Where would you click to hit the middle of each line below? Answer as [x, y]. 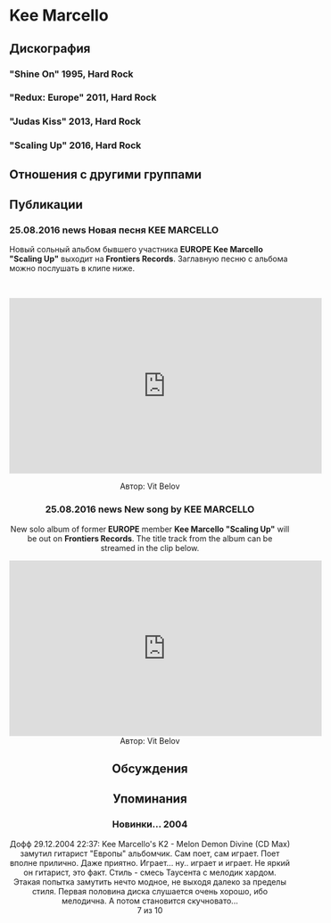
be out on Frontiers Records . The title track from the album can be [150, 538]
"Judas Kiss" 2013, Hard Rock [75, 121]
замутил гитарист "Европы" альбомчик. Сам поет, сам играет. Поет [150, 853]
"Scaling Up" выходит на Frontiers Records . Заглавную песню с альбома [149, 259]
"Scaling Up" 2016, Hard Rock [75, 145]
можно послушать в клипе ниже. [72, 268]
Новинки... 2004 [150, 824]
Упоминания [150, 799]
